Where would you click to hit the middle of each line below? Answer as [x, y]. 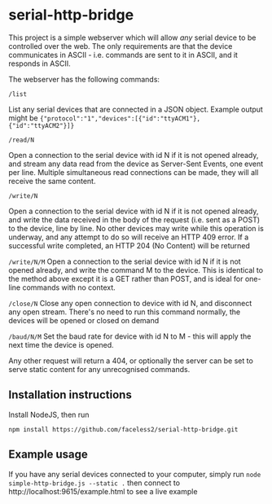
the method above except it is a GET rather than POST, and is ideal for [126, 278]
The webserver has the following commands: [84, 79]
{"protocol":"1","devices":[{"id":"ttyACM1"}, [120, 118]
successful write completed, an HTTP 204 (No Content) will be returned [129, 245]
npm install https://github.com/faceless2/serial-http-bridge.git [123, 429]
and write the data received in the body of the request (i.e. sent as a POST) [134, 219]
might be [23, 118]
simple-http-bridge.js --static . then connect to [94, 483]
